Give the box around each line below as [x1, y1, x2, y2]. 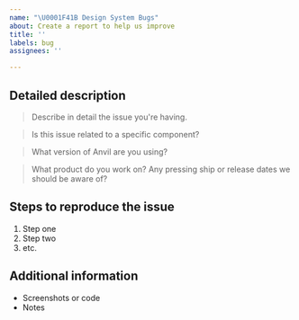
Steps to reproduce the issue [9, 200, 176, 215]
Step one [22, 223, 57, 234]
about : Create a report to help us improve [9, 22, 176, 31]
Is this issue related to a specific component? [31, 129, 200, 139]
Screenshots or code [22, 292, 101, 303]
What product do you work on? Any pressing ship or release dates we [31, 164, 291, 174]
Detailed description [9, 87, 126, 103]
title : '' [9, 30, 47, 39]
